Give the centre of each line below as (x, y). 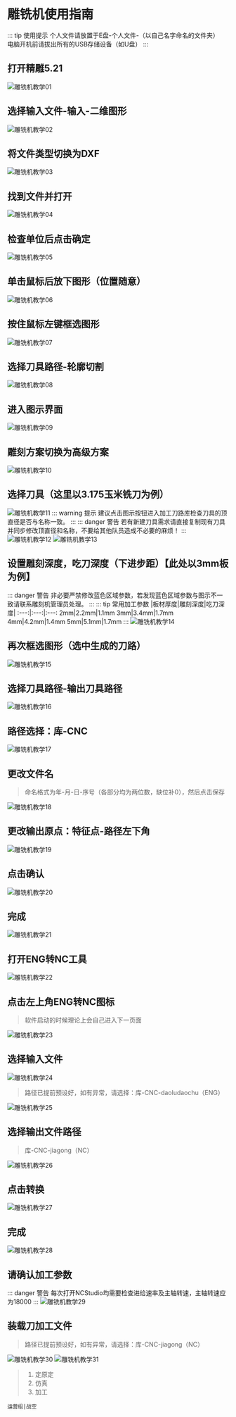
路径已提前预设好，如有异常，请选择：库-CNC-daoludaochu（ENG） (124, 1092)
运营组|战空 (22, 1406)
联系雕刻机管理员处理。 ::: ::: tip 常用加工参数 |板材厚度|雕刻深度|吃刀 (119, 604)
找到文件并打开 (40, 196)
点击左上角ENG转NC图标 (61, 1002)
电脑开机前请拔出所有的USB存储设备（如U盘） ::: (78, 44)
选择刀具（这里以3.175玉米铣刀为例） (88, 495)
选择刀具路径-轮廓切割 (55, 367)
